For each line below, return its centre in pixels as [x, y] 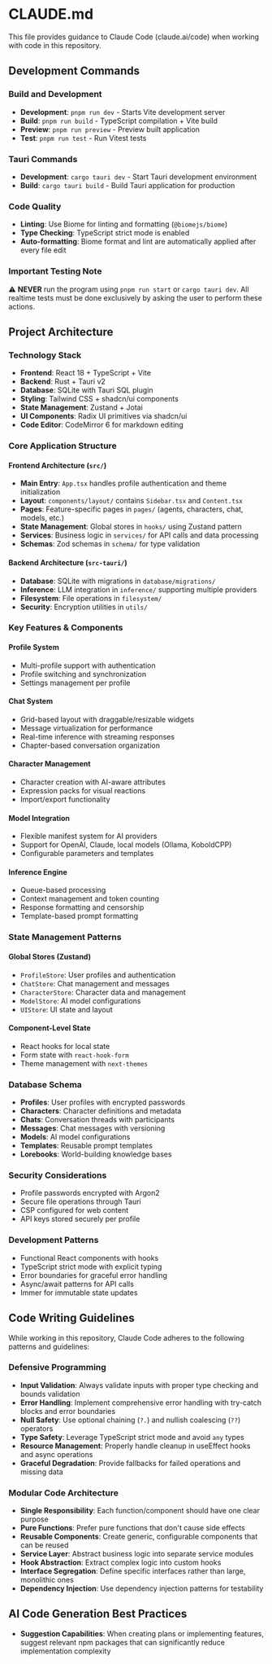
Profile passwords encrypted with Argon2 [90, 1193]
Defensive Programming [58, 1368]
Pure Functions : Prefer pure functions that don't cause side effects [132, 1528]
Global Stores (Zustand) [50, 956]
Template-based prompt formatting [79, 916]
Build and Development [56, 94]
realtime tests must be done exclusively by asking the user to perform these [135, 297]
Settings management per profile [75, 683]
